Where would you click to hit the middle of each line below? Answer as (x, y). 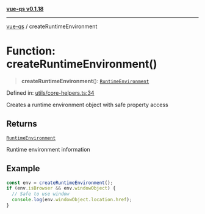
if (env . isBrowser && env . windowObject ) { (61, 188)
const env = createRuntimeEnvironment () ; (60, 183)
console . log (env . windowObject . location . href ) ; (72, 200)
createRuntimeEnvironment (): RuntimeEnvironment (85, 81)
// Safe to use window (41, 194)
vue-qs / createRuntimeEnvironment (52, 26)
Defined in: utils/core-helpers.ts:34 (50, 93)
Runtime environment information (48, 149)
